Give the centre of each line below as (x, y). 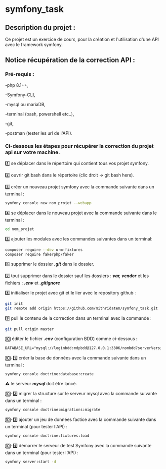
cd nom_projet (20, 229)
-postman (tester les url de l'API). (39, 133)
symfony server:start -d (31, 462)
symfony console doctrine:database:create (49, 374)
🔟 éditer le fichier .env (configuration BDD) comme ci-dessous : (71, 339)
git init (14, 304)
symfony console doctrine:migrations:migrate (53, 410)
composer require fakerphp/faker (40, 254)
